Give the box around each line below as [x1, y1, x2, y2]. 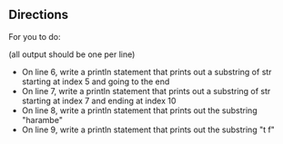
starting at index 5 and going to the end [21, 76, 170, 87]
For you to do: [8, 31, 61, 42]
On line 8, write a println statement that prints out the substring [21, 104, 258, 116]
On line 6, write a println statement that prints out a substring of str [21, 66, 272, 77]
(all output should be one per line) [8, 49, 136, 60]
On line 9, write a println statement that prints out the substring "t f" [21, 124, 275, 135]
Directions [8, 7, 69, 23]
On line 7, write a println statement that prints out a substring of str [21, 85, 271, 96]
